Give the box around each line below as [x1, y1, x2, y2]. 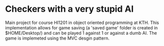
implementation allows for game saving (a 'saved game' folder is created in [5, 24, 158, 30]
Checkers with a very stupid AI [5, 3, 134, 15]
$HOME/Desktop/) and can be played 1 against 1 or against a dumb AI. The [5, 30, 157, 36]
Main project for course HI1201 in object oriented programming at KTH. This [5, 20, 159, 25]
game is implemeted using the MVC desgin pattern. [5, 35, 110, 41]
